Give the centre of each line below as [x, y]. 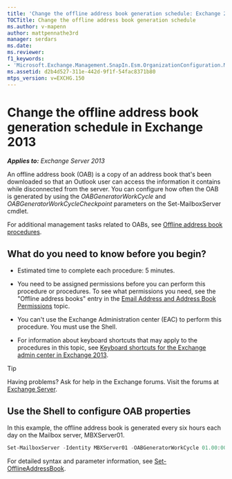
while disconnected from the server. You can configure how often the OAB [113, 189]
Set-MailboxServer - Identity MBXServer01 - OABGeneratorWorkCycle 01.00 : [114, 448]
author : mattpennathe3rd [43, 33]
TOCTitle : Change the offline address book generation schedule [101, 20]
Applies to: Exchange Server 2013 [56, 161]
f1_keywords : [26, 59]
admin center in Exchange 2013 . [63, 355]
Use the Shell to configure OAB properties [99, 411]
